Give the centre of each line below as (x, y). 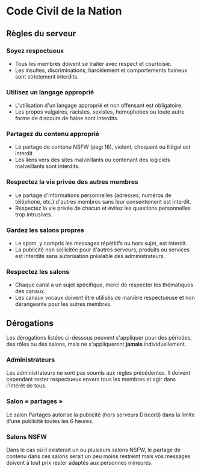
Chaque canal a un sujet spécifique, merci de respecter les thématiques (104, 285)
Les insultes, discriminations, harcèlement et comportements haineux (101, 70)
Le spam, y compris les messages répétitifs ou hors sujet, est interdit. (101, 244)
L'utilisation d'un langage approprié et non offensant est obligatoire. (99, 105)
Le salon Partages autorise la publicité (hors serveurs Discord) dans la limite (100, 415)
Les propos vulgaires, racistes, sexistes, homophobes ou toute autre (100, 112)
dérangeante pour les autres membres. (63, 304)
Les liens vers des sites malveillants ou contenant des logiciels (92, 160)
